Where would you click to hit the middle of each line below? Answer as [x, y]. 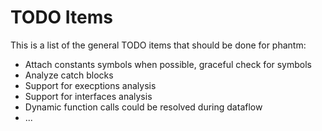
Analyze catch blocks [69, 75]
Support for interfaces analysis [88, 96]
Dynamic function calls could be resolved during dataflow [143, 107]
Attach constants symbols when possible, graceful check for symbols [168, 64]
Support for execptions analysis [90, 85]
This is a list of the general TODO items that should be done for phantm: [158, 45]
